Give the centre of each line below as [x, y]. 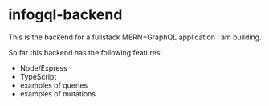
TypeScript [38, 76]
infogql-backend [65, 15]
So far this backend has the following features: [86, 52]
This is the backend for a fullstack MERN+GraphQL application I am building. [135, 37]
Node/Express [44, 68]
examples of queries [54, 85]
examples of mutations [58, 93]
